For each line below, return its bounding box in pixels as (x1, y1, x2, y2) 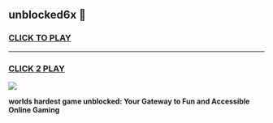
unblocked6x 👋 (8, 8, 87, 22)
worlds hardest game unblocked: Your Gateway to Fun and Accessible (8, 96, 250, 106)
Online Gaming (8, 104, 60, 114)
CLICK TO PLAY (8, 32, 71, 44)
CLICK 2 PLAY (8, 62, 65, 74)
